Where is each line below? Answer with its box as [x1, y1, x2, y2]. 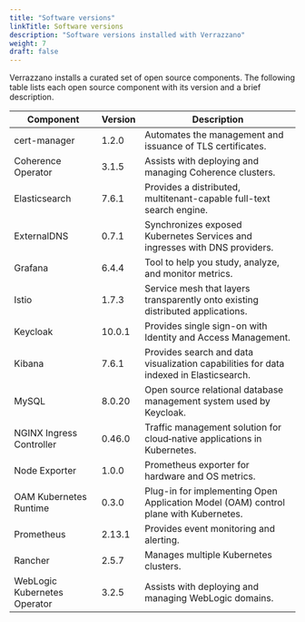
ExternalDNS [14, 229, 69, 242]
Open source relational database [144, 383, 284, 396]
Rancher [14, 555, 50, 567]
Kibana [14, 357, 44, 370]
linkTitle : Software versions [9, 22, 124, 31]
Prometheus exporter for [144, 459, 250, 472]
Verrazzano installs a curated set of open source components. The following [9, 72, 296, 83]
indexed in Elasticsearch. [144, 369, 251, 382]
